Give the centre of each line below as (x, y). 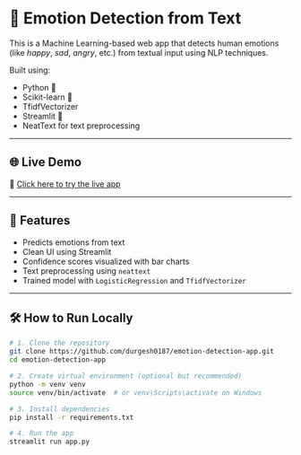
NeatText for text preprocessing (81, 126)
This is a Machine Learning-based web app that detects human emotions (144, 43)
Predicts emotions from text (73, 242)
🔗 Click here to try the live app (65, 184)
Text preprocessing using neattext (86, 271)
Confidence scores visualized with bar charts (106, 261)
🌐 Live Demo (46, 162)
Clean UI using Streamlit (67, 251)
